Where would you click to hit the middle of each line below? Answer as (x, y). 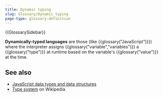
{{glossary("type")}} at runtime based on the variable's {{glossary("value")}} (82, 52)
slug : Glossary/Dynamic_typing (37, 14)
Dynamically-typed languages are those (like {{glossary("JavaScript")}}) (79, 42)
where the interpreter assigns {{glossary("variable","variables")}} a (72, 47)
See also (18, 73)
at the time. (16, 57)
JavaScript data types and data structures (54, 84)
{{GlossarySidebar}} (26, 32)
